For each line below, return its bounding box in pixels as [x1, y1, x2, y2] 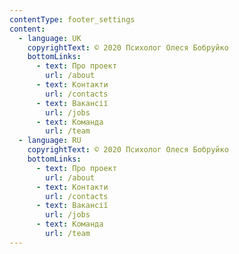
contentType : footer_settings [9, 14, 136, 25]
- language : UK [18, 33, 82, 43]
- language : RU [18, 136, 82, 146]
